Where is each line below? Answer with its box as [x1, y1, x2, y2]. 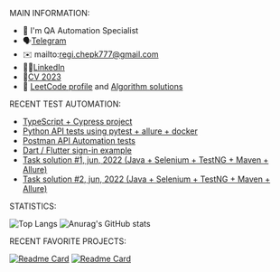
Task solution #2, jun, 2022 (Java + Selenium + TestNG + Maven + [22, 174, 271, 184]
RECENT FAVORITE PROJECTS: [9, 236, 126, 247]
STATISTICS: [9, 201, 57, 211]
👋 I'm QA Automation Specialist [22, 25, 139, 35]
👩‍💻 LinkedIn [22, 62, 65, 72]
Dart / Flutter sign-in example [22, 145, 133, 155]
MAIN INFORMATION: [9, 8, 90, 18]
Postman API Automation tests [22, 136, 135, 145]
